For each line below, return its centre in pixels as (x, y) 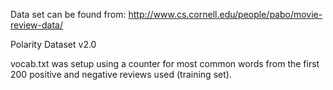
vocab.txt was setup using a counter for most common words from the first (165, 63)
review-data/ (36, 25)
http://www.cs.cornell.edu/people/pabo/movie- (225, 14)
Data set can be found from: (68, 14)
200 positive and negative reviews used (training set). (121, 74)
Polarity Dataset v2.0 (53, 44)
